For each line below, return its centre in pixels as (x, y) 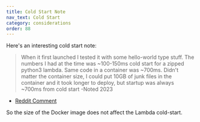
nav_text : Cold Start (33, 17)
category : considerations (38, 23)
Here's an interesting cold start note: (52, 46)
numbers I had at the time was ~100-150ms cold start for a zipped (102, 64)
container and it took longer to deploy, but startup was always (97, 83)
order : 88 (19, 29)
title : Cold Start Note (36, 12)
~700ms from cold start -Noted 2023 (67, 89)
